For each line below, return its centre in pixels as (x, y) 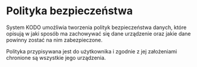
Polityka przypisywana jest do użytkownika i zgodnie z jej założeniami (92, 51)
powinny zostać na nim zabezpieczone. (54, 40)
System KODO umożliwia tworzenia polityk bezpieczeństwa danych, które (96, 27)
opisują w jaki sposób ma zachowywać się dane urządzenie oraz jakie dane (99, 33)
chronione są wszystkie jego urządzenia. (56, 58)
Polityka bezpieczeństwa (69, 11)
